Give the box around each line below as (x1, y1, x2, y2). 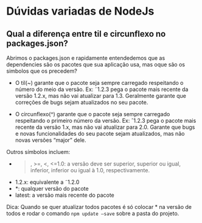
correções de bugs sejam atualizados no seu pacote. (15, 99, 148, 106)
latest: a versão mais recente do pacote (15, 191, 114, 199)
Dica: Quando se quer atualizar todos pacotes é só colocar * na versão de (6, 203, 192, 210)
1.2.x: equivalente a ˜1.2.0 (15, 178, 80, 186)
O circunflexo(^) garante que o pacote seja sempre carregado (15, 111, 170, 117)
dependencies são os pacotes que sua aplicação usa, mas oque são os (6, 61, 186, 68)
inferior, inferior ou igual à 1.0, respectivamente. (30, 167, 150, 174)
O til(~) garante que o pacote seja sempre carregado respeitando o (15, 79, 184, 86)
